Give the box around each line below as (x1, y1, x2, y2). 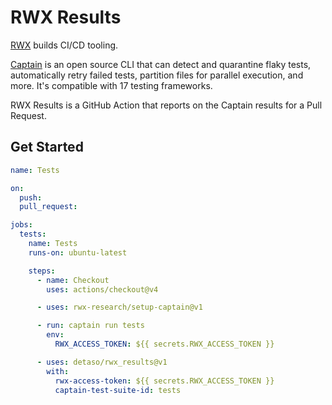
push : (19, 192, 43, 203)
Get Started (10, 139, 84, 156)
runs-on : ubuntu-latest (28, 247, 128, 258)
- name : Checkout (36, 275, 110, 285)
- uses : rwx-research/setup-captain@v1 (36, 302, 203, 313)
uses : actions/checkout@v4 (46, 284, 159, 295)
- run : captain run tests (36, 321, 145, 331)
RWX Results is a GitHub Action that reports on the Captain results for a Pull (10, 99, 323, 111)
